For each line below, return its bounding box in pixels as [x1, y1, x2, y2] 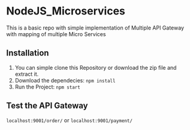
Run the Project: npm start [14, 83, 81, 90]
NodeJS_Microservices [6, 4, 126, 18]
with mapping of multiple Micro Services [6, 30, 106, 37]
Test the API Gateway [6, 101, 88, 111]
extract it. [14, 70, 39, 78]
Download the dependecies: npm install [14, 76, 116, 84]
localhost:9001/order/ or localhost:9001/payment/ [6, 116, 133, 124]
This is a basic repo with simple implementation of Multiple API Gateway [6, 24, 185, 31]
